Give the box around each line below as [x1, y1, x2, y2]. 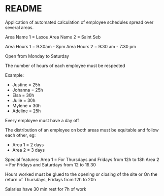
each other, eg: [5, 132, 36, 138]
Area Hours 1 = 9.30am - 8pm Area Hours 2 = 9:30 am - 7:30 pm [5, 43, 136, 49]
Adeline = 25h [12, 108, 41, 114]
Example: [5, 72, 24, 78]
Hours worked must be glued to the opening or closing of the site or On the [5, 171, 158, 177]
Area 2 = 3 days [12, 147, 45, 153]
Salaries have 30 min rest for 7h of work [5, 186, 87, 192]
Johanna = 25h [12, 87, 43, 93]
